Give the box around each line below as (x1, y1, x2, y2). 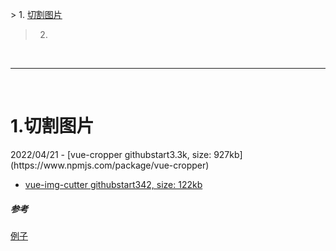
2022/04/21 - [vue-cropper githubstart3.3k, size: (10, 148, 212, 160)
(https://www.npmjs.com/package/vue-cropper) (10, 159, 210, 171)
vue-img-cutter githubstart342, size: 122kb (24, 178, 203, 190)
